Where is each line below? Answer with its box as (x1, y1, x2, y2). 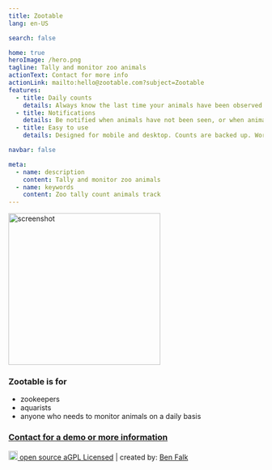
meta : (8, 160, 27, 168)
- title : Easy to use (15, 124, 89, 132)
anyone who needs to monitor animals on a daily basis (19, 412, 202, 421)
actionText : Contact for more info (8, 71, 129, 79)
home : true (8, 49, 45, 57)
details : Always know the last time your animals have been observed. (23, 101, 266, 109)
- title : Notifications (15, 108, 96, 117)
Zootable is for (8, 376, 67, 387)
